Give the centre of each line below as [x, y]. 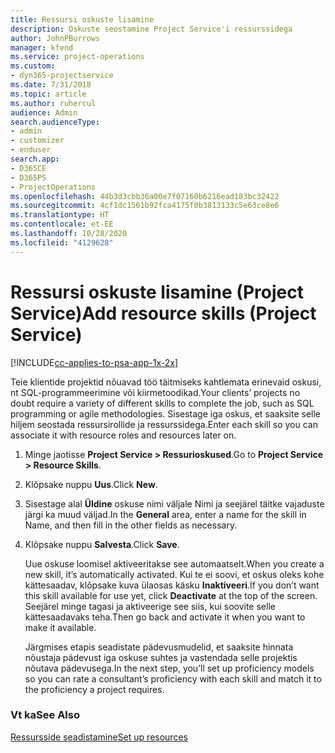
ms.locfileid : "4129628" [62, 242]
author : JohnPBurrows [55, 38]
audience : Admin [44, 112]
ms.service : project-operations [77, 57]
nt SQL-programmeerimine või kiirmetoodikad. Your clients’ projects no [155, 392]
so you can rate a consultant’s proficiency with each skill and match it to [173, 678]
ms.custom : [33, 66]
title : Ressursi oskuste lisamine [82, 19]
